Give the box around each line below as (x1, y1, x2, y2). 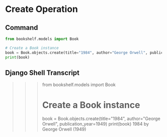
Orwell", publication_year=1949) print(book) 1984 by (42, 121, 149, 127)
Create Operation (5, 3, 78, 15)
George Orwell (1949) (42, 126, 86, 133)
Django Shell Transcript (5, 68, 80, 77)
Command (5, 23, 38, 32)
